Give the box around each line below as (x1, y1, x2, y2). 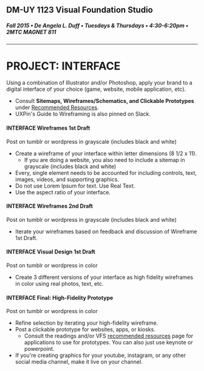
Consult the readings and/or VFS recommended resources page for (24, 332, 194, 340)
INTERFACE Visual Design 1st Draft (6, 248, 95, 255)
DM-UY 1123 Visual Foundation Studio (6, 5, 153, 15)
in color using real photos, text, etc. (15, 280, 104, 287)
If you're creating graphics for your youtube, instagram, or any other (15, 352, 186, 359)
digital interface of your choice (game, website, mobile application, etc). (6, 85, 186, 93)
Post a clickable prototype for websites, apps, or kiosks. (15, 326, 156, 333)
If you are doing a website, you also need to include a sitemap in (24, 156, 185, 163)
